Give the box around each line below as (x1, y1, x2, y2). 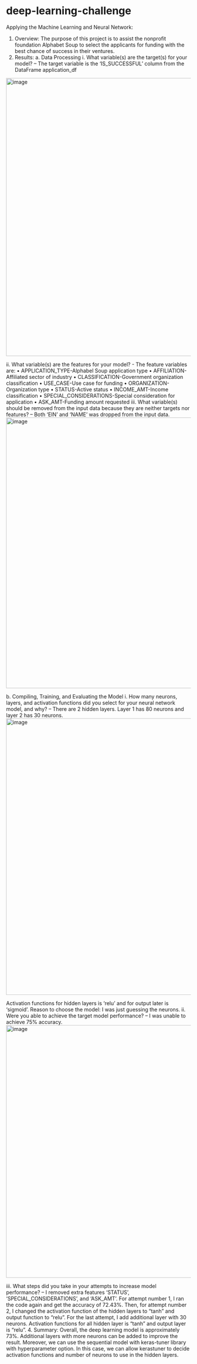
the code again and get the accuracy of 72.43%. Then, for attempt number (6, 1301, 187, 1308)
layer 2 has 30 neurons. (6, 711, 63, 718)
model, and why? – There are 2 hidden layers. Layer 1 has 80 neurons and (6, 705, 185, 713)
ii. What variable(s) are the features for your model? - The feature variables (6, 361, 188, 368)
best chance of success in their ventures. (14, 47, 115, 54)
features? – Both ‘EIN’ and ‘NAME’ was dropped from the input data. (6, 411, 170, 418)
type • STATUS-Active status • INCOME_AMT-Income (38, 385, 169, 392)
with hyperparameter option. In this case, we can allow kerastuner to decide (6, 1345, 190, 1352)
